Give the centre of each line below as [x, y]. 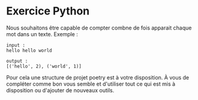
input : [16, 45]
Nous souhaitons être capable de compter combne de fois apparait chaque [99, 28]
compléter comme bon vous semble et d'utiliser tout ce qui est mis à [91, 84]
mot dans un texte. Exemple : [42, 34]
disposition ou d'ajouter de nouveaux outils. [60, 90]
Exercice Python [48, 11]
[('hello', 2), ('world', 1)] [44, 66]
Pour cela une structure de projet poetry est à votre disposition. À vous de [98, 77]
